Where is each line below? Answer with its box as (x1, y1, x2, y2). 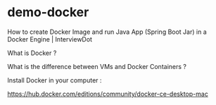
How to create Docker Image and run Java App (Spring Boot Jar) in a (7, 27, 207, 36)
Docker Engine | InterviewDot (7, 35, 93, 43)
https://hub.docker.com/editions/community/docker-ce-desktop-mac (7, 89, 209, 98)
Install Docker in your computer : (7, 75, 102, 85)
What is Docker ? (7, 49, 57, 57)
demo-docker (7, 4, 89, 20)
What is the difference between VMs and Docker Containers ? (7, 62, 186, 70)
